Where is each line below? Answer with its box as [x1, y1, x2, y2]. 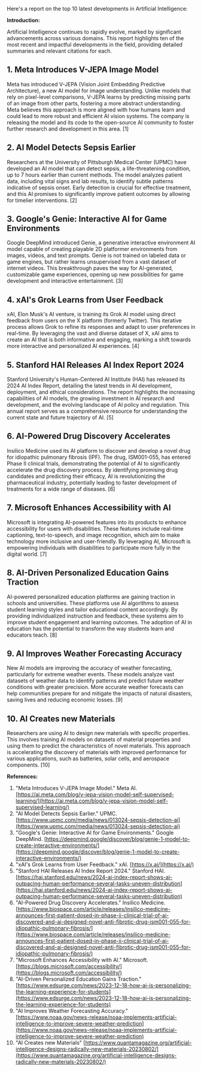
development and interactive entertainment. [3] [7, 277, 123, 285]
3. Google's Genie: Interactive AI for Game [7, 214, 167, 224]
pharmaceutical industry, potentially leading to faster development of [7, 479, 177, 486]
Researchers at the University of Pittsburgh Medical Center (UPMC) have [7, 158, 187, 165]
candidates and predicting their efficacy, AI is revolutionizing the [7, 473, 166, 480]
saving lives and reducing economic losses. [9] [7, 696, 123, 703]
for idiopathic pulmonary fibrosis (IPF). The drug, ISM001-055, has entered [7, 453, 191, 461]
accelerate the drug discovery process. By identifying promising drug [7, 466, 178, 473]
